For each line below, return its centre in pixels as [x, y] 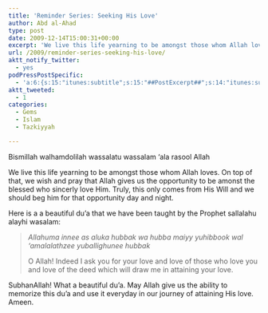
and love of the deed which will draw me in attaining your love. [130, 269]
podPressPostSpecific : [46, 75]
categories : [28, 105]
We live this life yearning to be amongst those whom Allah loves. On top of [130, 172]
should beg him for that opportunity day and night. [91, 197]
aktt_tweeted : [32, 90]
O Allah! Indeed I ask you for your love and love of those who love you [142, 261]
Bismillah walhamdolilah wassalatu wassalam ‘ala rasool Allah [109, 156]
